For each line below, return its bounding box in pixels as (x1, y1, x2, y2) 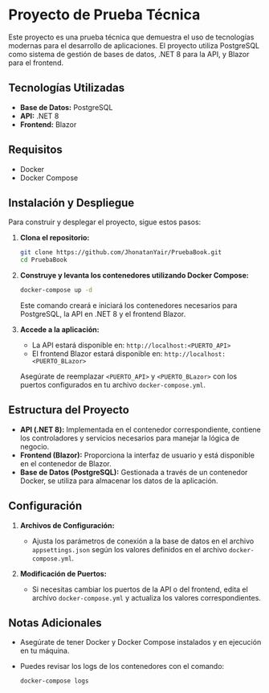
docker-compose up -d (19, 286, 92, 294)
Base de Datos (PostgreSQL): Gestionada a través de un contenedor (19, 467, 248, 477)
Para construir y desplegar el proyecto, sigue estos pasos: (8, 217, 202, 227)
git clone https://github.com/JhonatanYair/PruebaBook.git (19, 248, 222, 256)
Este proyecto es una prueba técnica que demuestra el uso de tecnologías (8, 32, 255, 42)
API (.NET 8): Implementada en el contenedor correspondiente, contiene (19, 424, 261, 434)
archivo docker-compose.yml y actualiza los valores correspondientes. (31, 593, 261, 602)
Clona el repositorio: (19, 233, 90, 243)
